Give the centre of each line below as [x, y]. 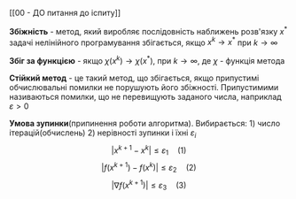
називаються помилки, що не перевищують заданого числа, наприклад [145, 96]
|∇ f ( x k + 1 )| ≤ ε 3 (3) [149, 185]
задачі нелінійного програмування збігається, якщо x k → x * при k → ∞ [144, 42]
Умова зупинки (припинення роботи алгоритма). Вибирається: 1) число [145, 123]
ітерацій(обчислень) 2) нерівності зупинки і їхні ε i [103, 134]
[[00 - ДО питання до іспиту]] [65, 13]
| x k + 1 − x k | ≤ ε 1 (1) [149, 150]
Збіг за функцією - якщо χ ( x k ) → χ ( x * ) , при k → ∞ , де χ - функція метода [147, 60]
